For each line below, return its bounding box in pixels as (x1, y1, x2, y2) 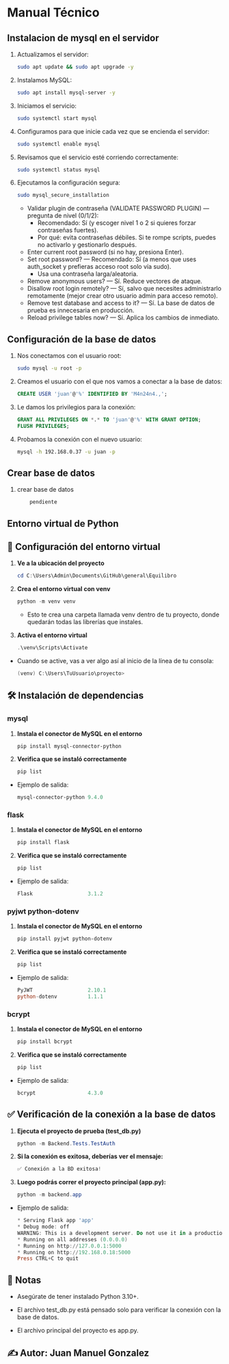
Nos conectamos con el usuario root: (16, 352, 122, 360)
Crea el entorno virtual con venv (16, 585, 111, 593)
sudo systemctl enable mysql (16, 141, 100, 147)
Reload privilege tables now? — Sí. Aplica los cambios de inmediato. (27, 313, 220, 322)
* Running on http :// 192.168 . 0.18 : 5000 (16, 1249, 131, 1256)
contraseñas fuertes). (37, 226, 99, 235)
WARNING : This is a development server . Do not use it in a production (16, 1230, 226, 1236)
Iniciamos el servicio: (16, 101, 77, 110)
